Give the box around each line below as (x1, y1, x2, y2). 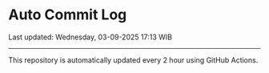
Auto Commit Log (8, 6, 127, 24)
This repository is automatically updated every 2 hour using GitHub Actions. (8, 55, 259, 65)
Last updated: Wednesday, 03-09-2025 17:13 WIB (8, 32, 172, 42)
